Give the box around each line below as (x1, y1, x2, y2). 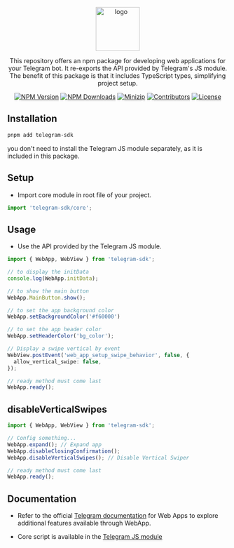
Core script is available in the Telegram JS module (17, 533, 163, 541)
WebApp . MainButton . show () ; (7, 294, 86, 301)
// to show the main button (7, 288, 90, 295)
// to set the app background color (7, 307, 114, 314)
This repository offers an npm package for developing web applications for (9, 57, 226, 65)
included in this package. (7, 152, 80, 160)
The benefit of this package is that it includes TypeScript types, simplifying (9, 72, 226, 80)
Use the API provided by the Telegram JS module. (17, 242, 162, 250)
